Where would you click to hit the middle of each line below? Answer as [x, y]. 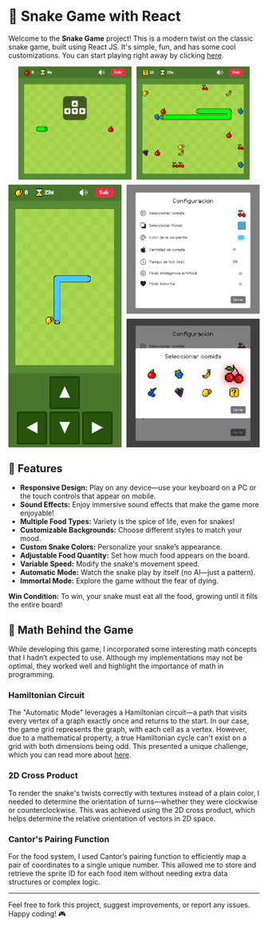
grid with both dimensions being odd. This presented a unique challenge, [128, 747]
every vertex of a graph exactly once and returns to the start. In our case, [129, 721]
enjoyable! [37, 513]
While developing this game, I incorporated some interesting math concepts [133, 649]
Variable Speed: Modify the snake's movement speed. [110, 564]
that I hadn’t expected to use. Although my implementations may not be [126, 658]
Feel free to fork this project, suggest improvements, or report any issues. [129, 904]
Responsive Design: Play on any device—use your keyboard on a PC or [138, 488]
